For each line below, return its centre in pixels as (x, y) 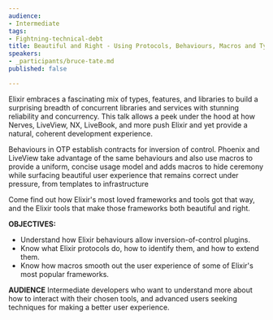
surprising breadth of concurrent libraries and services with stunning (124, 107)
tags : (17, 31)
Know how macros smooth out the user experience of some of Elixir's (136, 266)
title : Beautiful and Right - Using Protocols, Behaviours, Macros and (132, 46)
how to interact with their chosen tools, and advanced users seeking (123, 298)
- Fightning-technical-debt (56, 39)
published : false (38, 69)
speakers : (25, 54)
